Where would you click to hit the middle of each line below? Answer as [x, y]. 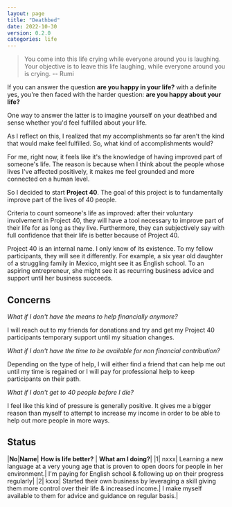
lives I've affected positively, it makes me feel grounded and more [101, 172]
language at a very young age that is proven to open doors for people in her [115, 466]
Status [22, 442]
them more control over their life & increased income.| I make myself [105, 488]
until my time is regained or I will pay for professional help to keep [101, 371]
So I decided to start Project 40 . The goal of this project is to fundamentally [115, 193]
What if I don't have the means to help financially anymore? [93, 317]
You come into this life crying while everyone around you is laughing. [122, 59]
